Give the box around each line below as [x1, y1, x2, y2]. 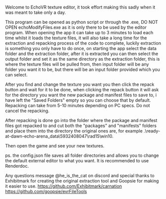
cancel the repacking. [5, 108, 50, 114]
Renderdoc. [5, 163, 29, 169]
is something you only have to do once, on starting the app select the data [5, 46, 157, 51]
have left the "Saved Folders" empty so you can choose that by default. [5, 97, 151, 103]
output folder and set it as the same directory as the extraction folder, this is [5, 56, 160, 62]
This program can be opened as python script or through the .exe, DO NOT [5, 19, 159, 25]
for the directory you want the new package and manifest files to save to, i [5, 92, 157, 98]
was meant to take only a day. [5, 9, 66, 15]
